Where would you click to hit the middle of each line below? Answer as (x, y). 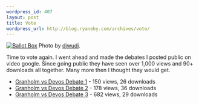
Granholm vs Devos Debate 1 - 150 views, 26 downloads (85, 82)
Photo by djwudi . (59, 46)
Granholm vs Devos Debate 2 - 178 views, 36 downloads (86, 88)
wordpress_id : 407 (29, 12)
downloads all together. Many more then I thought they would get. (88, 70)
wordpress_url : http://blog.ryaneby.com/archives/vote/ (78, 29)
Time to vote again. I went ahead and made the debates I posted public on (99, 57)
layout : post (23, 17)
